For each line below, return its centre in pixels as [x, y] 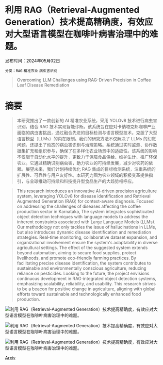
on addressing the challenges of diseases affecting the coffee [79, 206]
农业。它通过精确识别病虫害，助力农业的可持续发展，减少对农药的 [83, 163]
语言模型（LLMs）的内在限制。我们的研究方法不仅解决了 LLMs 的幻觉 [86, 138]
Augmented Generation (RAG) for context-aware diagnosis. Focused [85, 201]
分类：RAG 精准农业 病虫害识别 [31, 71]
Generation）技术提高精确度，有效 [75, 22]
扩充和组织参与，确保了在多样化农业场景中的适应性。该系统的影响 [91, 150]
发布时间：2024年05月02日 [33, 61]
